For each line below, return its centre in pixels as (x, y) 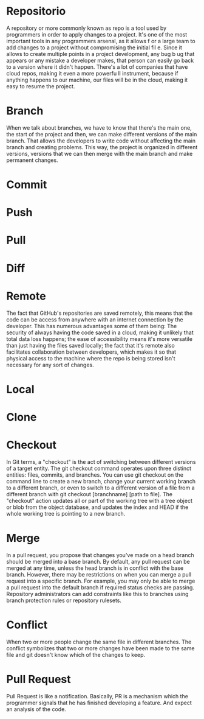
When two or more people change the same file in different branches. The (99, 642)
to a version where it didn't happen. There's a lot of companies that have (97, 67)
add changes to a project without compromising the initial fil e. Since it (94, 47)
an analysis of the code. (36, 709)
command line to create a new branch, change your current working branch (101, 481)
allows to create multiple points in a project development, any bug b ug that (100, 54)
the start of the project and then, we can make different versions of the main (102, 134)
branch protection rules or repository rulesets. (64, 600)
